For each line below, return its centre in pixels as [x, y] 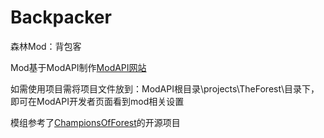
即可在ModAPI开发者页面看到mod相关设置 [97, 101]
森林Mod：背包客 [46, 46]
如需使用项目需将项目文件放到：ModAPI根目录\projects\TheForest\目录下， [165, 88]
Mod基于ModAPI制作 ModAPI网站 [78, 67]
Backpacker [61, 17]
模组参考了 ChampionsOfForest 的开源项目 [95, 122]
